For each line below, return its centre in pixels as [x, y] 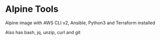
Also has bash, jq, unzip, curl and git [43, 32]
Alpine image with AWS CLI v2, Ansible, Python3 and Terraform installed [80, 23]
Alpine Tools [32, 9]
